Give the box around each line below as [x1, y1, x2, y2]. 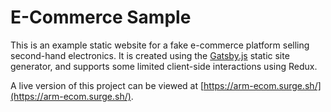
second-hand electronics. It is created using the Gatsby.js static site [10, 49, 290, 61]
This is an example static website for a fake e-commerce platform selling [10, 39, 310, 51]
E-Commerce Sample [10, 6, 192, 29]
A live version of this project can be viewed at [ [10, 79, 205, 91]
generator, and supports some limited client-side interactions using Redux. [10, 60, 318, 72]
